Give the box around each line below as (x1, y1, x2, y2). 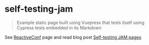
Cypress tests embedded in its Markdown (16, 24, 102, 30)
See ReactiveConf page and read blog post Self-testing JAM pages (4, 34, 142, 40)
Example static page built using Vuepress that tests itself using (16, 20, 145, 25)
